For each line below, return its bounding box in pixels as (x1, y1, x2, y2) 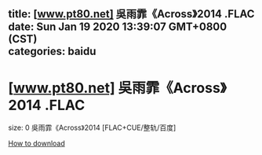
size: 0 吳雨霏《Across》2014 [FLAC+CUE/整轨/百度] (8, 123, 176, 132)
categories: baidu (8, 45, 96, 58)
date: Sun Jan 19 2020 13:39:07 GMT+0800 (8, 20, 227, 34)
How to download (8, 138, 65, 148)
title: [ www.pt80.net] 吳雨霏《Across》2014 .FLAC (8, 7, 255, 21)
